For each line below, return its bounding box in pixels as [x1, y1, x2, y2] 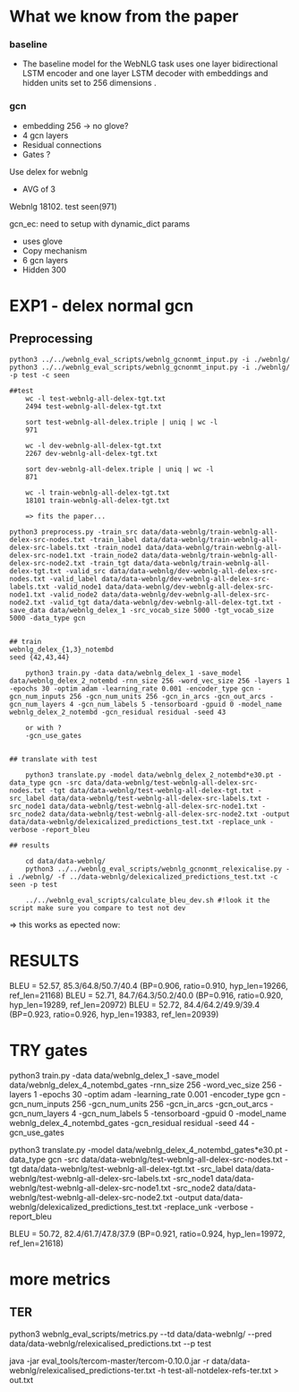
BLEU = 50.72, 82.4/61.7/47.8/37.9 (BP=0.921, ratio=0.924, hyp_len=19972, [9, 1228, 286, 1239]
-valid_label [48, 574, 98, 583]
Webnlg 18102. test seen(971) [9, 201, 118, 211]
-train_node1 [93, 543, 142, 552]
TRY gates [9, 1040, 88, 1061]
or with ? [25, 723, 63, 732]
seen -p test [9, 880, 58, 889]
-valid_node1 [53, 582, 102, 591]
